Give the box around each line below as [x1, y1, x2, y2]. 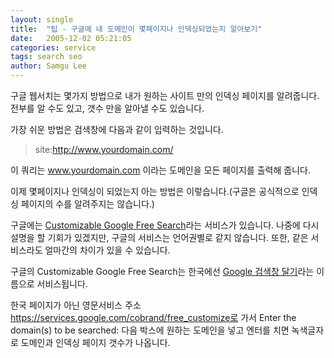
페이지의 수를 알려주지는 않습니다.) [20, 198, 155, 210]
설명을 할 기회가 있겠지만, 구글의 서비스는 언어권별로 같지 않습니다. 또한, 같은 [10, 232, 309, 243]
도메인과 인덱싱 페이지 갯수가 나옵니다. [20, 337, 171, 348]
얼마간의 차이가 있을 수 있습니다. [44, 244, 171, 256]
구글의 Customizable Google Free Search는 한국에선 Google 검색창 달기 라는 [10, 266, 315, 277]
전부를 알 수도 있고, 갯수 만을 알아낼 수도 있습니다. [10, 102, 205, 114]
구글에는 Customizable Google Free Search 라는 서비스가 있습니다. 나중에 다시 [10, 219, 320, 231]
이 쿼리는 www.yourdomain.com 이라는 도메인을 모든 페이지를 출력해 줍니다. [10, 164, 311, 176]
